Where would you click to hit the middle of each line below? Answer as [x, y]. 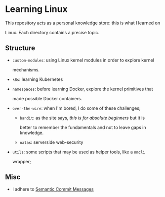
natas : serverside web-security [51, 142]
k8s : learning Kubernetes [38, 79]
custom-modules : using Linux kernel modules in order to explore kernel [83, 60]
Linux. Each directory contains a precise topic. [52, 32]
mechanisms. [26, 69]
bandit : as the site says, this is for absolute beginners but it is [82, 118]
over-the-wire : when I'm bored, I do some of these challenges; [76, 108]
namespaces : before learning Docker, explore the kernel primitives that [82, 89]
